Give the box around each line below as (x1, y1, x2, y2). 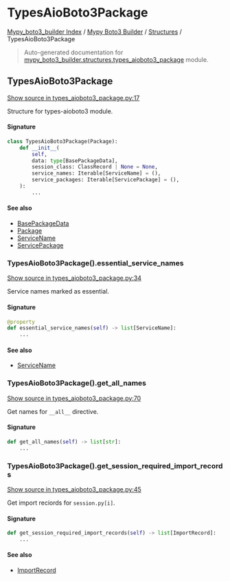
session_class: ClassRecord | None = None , (32, 164, 158, 171)
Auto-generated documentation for (23, 48, 124, 56)
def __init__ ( (19, 144, 60, 151)
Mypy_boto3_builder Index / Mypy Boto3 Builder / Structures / (7, 28, 182, 36)
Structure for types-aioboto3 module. (7, 107, 113, 115)
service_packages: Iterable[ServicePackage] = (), (32, 177, 180, 184)
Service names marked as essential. (7, 287, 110, 296)
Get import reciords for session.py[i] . (7, 498, 115, 507)
